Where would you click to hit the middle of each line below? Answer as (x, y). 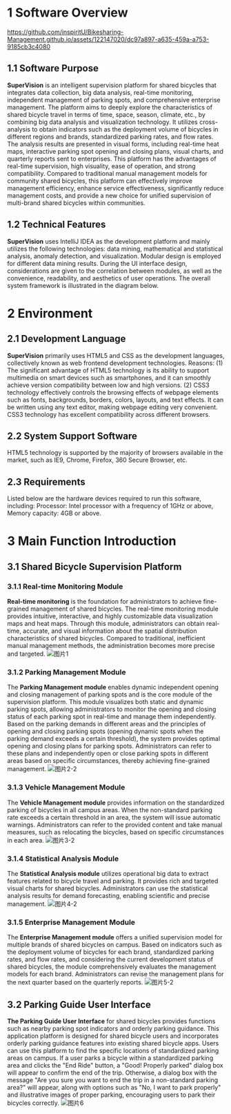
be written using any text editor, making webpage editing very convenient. (113, 407)
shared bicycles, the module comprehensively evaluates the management (112, 967)
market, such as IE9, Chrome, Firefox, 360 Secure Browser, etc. (97, 460)
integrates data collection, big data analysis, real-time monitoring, (100, 92)
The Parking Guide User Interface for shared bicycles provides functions (111, 1021)
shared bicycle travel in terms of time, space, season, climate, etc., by (106, 114)
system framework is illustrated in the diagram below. (83, 285)
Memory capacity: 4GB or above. (54, 513)
